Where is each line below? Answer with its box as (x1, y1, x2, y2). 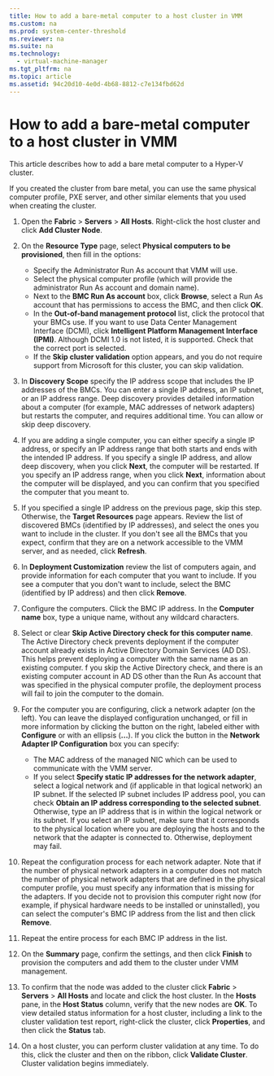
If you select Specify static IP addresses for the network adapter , (33, 772, 257, 782)
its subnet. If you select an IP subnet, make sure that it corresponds (33, 816, 259, 825)
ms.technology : (9, 50, 61, 58)
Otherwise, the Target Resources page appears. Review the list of (20, 512, 243, 522)
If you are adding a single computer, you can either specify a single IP (20, 435, 255, 445)
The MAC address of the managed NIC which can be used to (33, 755, 237, 765)
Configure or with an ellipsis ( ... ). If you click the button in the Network (20, 730, 260, 741)
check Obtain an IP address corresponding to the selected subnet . (33, 798, 262, 808)
